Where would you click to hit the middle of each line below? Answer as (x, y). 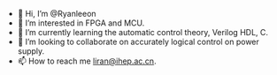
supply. (31, 51)
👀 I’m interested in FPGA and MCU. (81, 23)
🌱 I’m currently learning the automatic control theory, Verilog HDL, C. (142, 32)
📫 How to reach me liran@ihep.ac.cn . (87, 61)
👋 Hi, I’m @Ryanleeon (57, 14)
